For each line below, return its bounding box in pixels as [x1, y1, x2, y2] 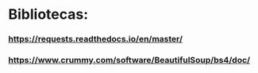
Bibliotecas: [8, 5, 89, 24]
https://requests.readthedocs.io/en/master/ [8, 34, 183, 45]
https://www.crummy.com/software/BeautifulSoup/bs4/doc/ [8, 55, 251, 66]
